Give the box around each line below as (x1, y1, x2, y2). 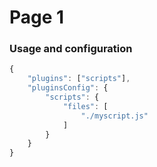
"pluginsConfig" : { (27, 83, 109, 93)
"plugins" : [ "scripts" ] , (27, 74, 131, 84)
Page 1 (9, 6, 65, 29)
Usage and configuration (9, 42, 133, 56)
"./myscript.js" (80, 111, 149, 121)
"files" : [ (62, 101, 109, 111)
